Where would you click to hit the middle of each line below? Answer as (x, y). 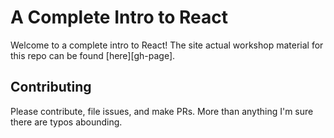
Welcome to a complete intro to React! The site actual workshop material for (167, 45)
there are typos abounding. (66, 122)
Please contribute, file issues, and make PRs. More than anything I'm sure (162, 111)
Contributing (51, 87)
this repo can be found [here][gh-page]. (93, 55)
